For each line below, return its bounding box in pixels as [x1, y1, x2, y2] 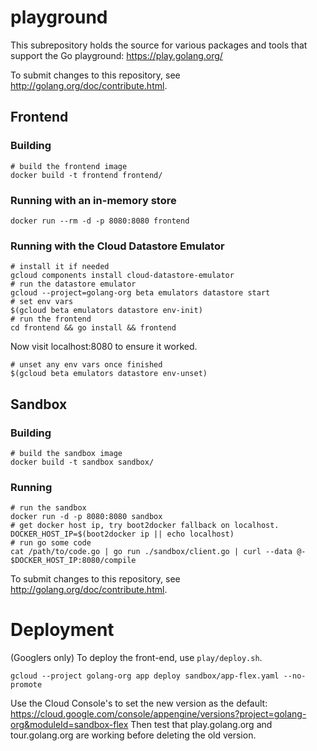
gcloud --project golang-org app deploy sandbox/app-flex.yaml [10, 671, 280, 681]
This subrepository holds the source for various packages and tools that [10, 39, 308, 51]
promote [10, 680, 43, 690]
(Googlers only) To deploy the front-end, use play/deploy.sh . [10, 652, 263, 664]
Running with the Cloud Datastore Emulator [10, 239, 225, 253]
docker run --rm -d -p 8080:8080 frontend [10, 216, 190, 226]
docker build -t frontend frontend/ [10, 170, 163, 180]
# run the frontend [10, 314, 92, 325]
